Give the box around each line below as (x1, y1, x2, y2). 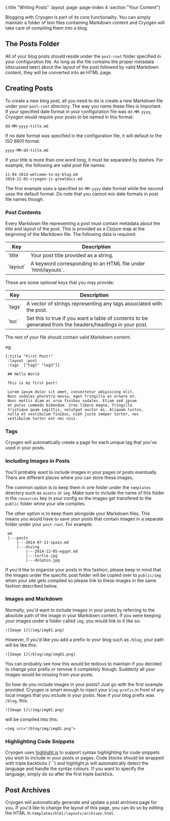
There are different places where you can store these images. (5, 474, 134, 480)
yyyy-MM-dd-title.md (5, 147, 49, 153)
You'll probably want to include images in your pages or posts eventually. (5, 469, 158, 475)
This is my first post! (7, 380, 58, 385)
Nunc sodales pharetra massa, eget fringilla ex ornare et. (7, 393, 137, 399)
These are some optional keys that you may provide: (5, 279, 115, 285)
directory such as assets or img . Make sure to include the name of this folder (5, 490, 164, 496)
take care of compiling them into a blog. (5, 25, 89, 31)
